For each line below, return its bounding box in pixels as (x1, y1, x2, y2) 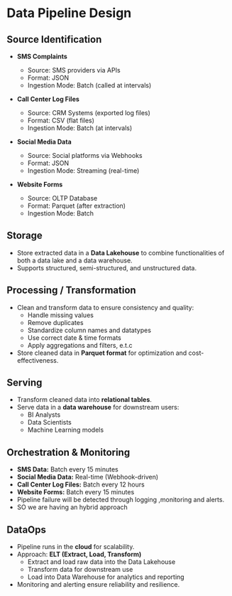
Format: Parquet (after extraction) (27, 201, 126, 210)
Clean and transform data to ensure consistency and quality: (16, 303, 194, 312)
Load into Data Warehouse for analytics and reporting (27, 573, 185, 581)
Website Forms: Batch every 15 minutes (16, 488, 135, 496)
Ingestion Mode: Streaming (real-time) (27, 166, 140, 175)
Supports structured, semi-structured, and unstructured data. (16, 263, 197, 272)
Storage (6, 230, 43, 242)
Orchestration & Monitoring (6, 446, 131, 458)
